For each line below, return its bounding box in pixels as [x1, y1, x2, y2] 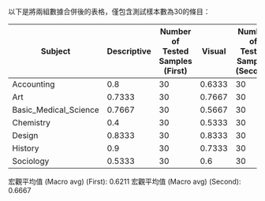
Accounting [12, 79, 55, 89]
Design [12, 130, 39, 140]
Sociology [12, 156, 50, 166]
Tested [162, 46, 189, 57]
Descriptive [106, 46, 151, 57]
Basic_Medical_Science [12, 105, 100, 115]
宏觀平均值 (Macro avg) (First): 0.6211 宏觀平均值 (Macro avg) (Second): [8, 177, 242, 186]
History [12, 143, 39, 154]
